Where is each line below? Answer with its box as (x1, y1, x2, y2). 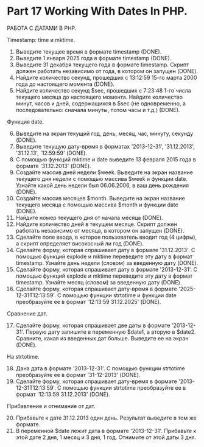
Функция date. (7, 118, 44, 125)
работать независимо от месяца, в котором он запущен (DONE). (15, 227, 185, 234)
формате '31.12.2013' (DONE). (15, 162, 91, 169)
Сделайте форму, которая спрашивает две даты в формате (15, 322, 171, 329)
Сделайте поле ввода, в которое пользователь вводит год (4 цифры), (15, 233, 197, 241)
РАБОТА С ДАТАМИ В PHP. (7, 24, 77, 32)
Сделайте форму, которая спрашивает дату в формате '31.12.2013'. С (15, 246, 195, 253)
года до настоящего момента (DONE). (15, 80, 115, 88)
